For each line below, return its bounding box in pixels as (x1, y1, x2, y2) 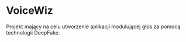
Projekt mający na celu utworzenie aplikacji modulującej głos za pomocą (6, 23, 181, 30)
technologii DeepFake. (6, 29, 60, 36)
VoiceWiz (6, 4, 54, 17)
